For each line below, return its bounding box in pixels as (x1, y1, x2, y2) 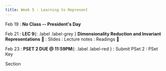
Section (5, 60, 21, 66)
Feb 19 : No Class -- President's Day (5, 21, 81, 27)
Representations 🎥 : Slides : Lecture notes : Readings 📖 (5, 36, 120, 42)
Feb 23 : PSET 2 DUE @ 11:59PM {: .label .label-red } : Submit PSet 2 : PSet (5, 45, 158, 51)
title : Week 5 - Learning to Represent (5, 7, 88, 12)
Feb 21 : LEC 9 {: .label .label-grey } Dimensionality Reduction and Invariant (5, 30, 161, 36)
